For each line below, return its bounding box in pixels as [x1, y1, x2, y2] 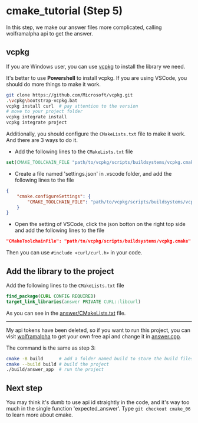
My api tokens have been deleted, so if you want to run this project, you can [6, 327, 190, 334]
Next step [6, 383, 43, 393]
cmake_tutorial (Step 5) [6, 4, 123, 18]
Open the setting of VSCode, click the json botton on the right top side [14, 221, 186, 228]
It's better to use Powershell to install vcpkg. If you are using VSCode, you [6, 74, 187, 81]
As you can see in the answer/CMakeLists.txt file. [6, 309, 126, 317]
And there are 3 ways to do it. [6, 137, 78, 143]
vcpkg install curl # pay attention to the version [6, 103, 138, 109]
